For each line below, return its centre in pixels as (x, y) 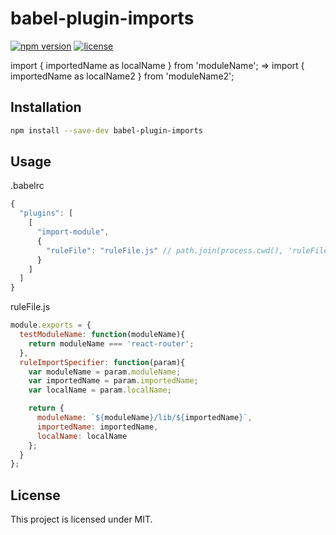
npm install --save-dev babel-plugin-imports (106, 130)
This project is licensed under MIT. (81, 519)
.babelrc (27, 186)
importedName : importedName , (97, 427)
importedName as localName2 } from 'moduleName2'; (122, 76)
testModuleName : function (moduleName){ (102, 335)
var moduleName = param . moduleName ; (105, 372)
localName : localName (82, 436)
